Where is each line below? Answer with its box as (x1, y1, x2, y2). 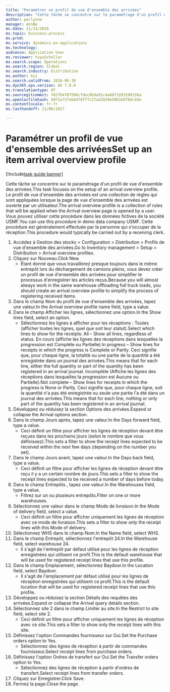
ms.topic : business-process (6, 31, 65, 36)
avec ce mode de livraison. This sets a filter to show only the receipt (20, 519, 161, 525)
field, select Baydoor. (13, 567, 58, 573)
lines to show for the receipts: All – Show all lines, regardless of (20, 331, 152, 337)
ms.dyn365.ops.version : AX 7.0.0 (6, 83, 76, 88)
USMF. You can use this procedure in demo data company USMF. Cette (6, 218, 153, 225)
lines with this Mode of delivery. (20, 524, 87, 530)
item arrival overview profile (6, 154, 127, 166)
